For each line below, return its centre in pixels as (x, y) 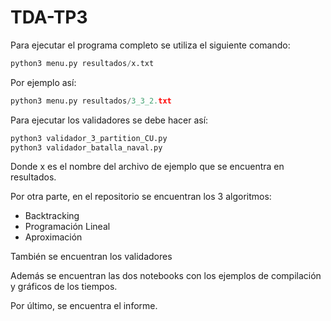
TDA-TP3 (49, 17)
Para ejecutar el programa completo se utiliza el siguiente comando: (150, 45)
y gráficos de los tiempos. (64, 287)
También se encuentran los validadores (91, 257)
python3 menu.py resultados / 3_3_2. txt (91, 101)
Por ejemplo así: (43, 82)
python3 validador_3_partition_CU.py (89, 138)
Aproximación (53, 237)
